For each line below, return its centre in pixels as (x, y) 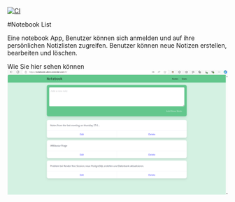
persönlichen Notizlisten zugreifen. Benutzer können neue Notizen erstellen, (117, 45)
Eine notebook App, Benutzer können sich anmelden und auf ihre (101, 38)
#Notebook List (29, 24)
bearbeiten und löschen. (43, 53)
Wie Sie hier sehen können (46, 66)
